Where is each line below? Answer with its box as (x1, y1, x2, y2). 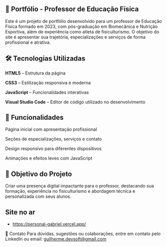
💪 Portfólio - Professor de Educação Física (5, 5, 139, 13)
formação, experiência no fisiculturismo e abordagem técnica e (5, 188, 136, 194)
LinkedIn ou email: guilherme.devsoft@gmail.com (5, 236, 107, 242)
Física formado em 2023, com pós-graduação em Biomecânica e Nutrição (5, 23, 158, 29)
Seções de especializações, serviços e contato (5, 136, 102, 142)
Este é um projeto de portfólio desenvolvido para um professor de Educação (5, 18, 162, 24)
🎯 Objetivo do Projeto (5, 169, 72, 178)
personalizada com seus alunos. (5, 193, 72, 199)
